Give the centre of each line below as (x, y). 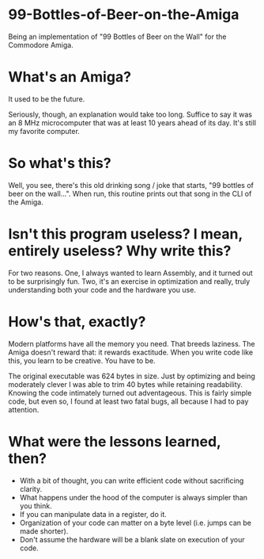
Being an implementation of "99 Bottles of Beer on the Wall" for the (117, 36)
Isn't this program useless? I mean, (126, 234)
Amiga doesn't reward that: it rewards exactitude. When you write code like (131, 352)
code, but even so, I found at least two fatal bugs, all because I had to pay (128, 401)
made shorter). (44, 531)
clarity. (30, 488)
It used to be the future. (47, 99)
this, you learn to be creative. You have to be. (82, 360)
